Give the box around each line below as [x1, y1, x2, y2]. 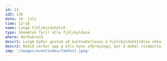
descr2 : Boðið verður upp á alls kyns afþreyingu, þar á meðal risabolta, [5, 44, 164, 49]
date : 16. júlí [5, 16, 37, 21]
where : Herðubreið [5, 35, 43, 40]
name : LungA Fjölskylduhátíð [5, 26, 66, 30]
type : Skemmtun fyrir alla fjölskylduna [5, 30, 90, 35]
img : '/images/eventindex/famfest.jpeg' [5, 48, 90, 53]
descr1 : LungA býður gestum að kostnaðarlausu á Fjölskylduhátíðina [5, 39, 150, 44]
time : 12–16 [5, 21, 30, 26]
